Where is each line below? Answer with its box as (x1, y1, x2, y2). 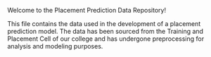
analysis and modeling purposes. (7, 42, 103, 50)
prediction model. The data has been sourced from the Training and (7, 27, 204, 35)
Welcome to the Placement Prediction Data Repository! (7, 6, 167, 14)
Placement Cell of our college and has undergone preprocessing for (7, 34, 205, 43)
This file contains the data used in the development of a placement (7, 20, 201, 27)
